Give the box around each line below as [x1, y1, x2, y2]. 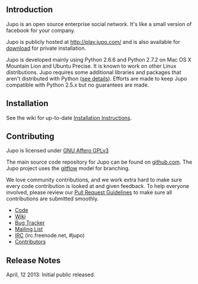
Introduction [6, 5, 53, 15]
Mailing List [14, 225, 43, 233]
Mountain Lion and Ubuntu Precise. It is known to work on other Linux [6, 62, 177, 69]
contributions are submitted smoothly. [6, 195, 99, 202]
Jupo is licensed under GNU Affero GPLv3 [6, 147, 109, 154]
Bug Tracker [14, 219, 45, 226]
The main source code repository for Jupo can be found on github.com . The [6, 158, 193, 165]
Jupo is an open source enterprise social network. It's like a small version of [6, 20, 192, 27]
